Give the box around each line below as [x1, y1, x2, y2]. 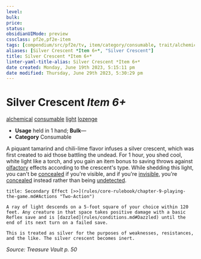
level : [6, 8, 23, 15]
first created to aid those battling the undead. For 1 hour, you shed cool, [6, 151, 182, 159]
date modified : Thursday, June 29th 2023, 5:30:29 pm [6, 70, 144, 76]
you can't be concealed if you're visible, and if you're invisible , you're [6, 170, 178, 178]
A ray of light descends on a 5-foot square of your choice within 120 [6, 204, 188, 210]
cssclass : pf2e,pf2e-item [6, 36, 71, 42]
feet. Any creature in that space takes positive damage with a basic [6, 209, 186, 215]
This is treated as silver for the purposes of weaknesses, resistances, [6, 230, 194, 236]
